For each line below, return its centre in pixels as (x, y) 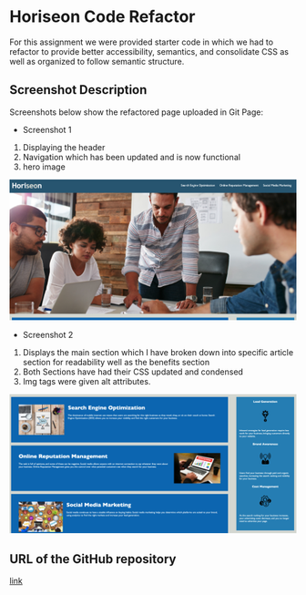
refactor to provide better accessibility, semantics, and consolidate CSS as (149, 51)
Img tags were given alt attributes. (87, 382)
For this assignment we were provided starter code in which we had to (142, 42)
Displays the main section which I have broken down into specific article (158, 353)
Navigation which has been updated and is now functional (132, 157)
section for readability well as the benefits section (116, 363)
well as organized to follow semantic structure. (97, 61)
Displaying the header (64, 147)
